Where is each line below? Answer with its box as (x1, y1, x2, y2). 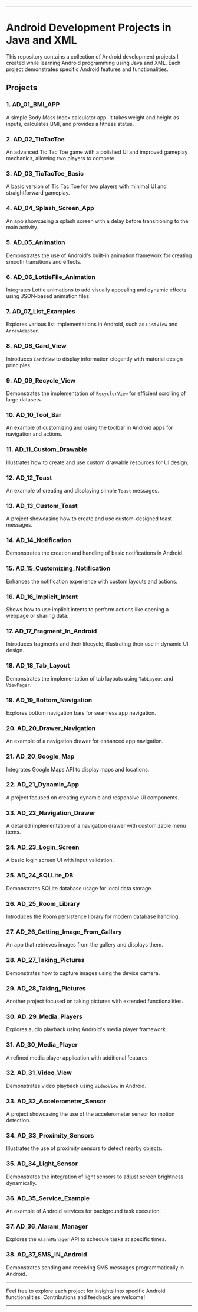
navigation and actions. (6, 430, 63, 438)
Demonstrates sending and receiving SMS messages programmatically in (6, 1264, 184, 1271)
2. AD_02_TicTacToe (6, 135, 65, 143)
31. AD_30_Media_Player (6, 1041, 78, 1049)
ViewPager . (6, 681, 32, 688)
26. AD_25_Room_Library (6, 899, 80, 908)
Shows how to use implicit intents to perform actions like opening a (6, 606, 169, 613)
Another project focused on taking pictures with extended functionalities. (6, 997, 184, 1005)
